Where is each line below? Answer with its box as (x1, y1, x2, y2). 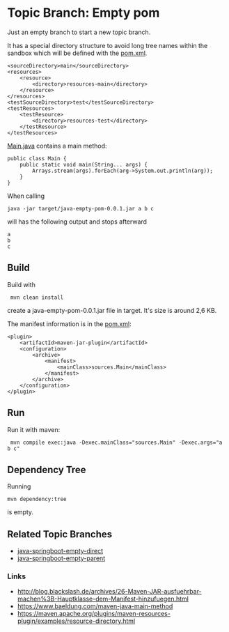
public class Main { (7, 155, 68, 162)
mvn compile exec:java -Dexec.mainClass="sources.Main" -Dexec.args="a (10, 439, 223, 446)
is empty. (7, 508, 33, 516)
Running (7, 482, 31, 491)
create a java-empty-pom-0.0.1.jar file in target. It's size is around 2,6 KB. (7, 306, 217, 314)
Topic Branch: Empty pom (7, 5, 160, 21)
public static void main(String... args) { (19, 161, 148, 168)
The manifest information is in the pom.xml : (7, 319, 132, 328)
